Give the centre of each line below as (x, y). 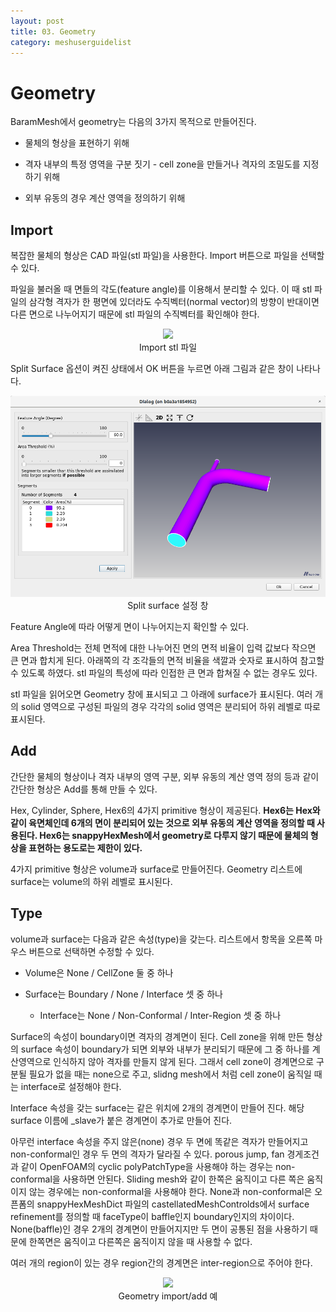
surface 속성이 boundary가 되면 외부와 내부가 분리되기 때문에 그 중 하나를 (165, 1049)
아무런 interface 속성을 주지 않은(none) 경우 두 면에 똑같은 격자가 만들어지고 (159, 1141)
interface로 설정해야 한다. (71, 1086)
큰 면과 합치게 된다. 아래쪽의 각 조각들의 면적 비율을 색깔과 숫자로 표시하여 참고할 (167, 660)
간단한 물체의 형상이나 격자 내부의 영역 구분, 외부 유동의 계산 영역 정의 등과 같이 (165, 776)
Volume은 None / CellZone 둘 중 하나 (99, 972)
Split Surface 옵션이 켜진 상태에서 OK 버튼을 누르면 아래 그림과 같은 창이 (152, 369)
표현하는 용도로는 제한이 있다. (85, 847)
